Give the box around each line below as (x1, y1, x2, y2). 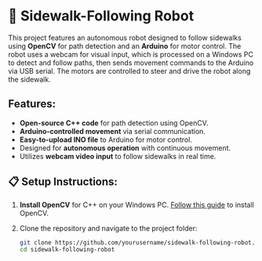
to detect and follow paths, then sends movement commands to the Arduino (8, 58, 254, 67)
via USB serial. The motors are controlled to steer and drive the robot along (8, 66, 251, 75)
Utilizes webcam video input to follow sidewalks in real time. (19, 151, 217, 161)
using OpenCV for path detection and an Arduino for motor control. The (8, 41, 242, 50)
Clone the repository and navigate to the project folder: (19, 223, 198, 233)
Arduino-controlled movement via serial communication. (19, 126, 206, 136)
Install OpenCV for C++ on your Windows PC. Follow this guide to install (19, 200, 255, 209)
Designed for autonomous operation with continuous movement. (19, 143, 231, 152)
